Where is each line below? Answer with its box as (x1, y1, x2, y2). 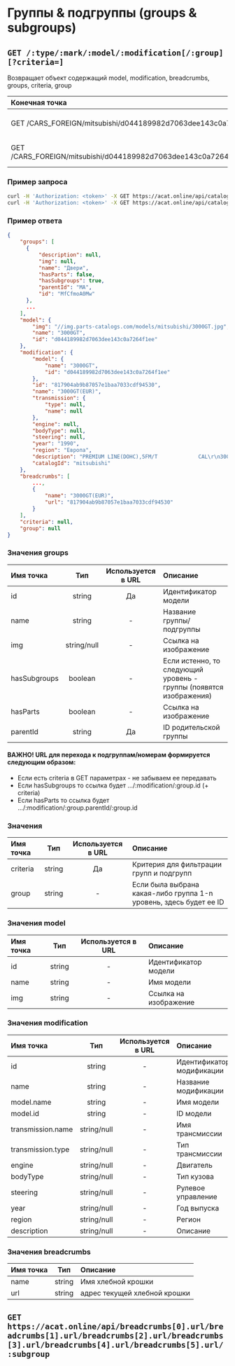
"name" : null (44, 408, 83, 415)
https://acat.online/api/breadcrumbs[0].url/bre (7, 1321, 224, 1332)
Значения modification (7, 1018, 89, 1028)
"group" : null (20, 525, 61, 532)
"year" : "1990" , (32, 440, 80, 448)
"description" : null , (38, 251, 101, 258)
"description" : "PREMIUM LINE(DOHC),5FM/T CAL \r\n (32, 453, 220, 460)
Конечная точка (10, 98, 67, 107)
